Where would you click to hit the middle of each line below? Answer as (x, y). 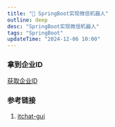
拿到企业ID (25, 65)
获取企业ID (23, 81)
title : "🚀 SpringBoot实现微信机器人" (58, 13)
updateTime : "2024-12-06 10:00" (54, 39)
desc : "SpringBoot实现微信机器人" (53, 26)
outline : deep (28, 20)
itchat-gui (31, 116)
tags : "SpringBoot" (35, 33)
